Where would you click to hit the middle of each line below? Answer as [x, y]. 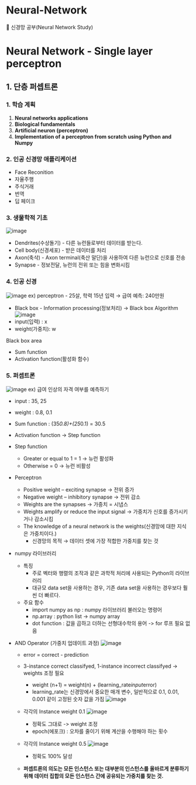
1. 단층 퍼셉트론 [32, 86]
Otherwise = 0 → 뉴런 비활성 [57, 466]
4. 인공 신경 [21, 282]
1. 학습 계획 [21, 105]
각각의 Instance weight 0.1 [54, 711]
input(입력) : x [31, 321]
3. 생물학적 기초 [27, 218]
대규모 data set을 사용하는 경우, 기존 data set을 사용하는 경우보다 [107, 588]
